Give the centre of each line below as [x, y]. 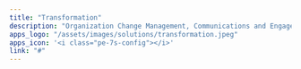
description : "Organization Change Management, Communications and [138, 26]
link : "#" [28, 51]
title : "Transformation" [56, 17]
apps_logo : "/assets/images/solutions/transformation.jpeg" [124, 34]
